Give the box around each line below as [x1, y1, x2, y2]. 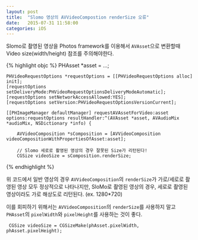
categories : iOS [6, 25, 46, 32]
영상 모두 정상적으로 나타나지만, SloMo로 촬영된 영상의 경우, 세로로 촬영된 [17, 183, 188, 190]
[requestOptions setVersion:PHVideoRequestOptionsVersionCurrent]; [6, 100, 177, 106]
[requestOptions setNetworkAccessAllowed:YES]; [6, 94, 127, 100]
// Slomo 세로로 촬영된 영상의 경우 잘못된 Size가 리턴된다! [17, 147, 147, 154]
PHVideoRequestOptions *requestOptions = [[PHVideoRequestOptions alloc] [6, 73, 193, 79]
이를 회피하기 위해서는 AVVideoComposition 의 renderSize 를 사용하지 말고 [6, 204, 176, 211]
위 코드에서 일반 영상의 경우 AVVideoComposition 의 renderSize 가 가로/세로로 [6, 176, 184, 183]
